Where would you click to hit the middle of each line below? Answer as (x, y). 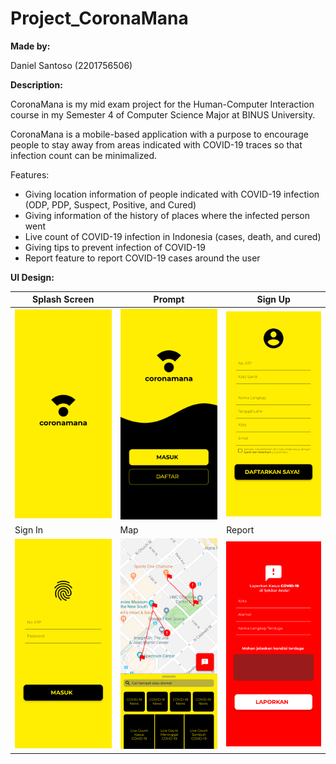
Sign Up (273, 299)
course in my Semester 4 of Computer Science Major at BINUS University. (163, 114)
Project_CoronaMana (99, 18)
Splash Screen (63, 299)
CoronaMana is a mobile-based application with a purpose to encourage (159, 134)
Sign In (29, 529)
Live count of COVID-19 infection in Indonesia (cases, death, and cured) (173, 236)
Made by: (30, 46)
